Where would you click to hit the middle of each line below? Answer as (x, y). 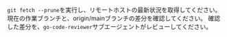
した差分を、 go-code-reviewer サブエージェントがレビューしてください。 (110, 27)
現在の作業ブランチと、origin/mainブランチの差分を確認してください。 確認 (114, 18)
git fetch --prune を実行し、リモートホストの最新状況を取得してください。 (114, 10)
